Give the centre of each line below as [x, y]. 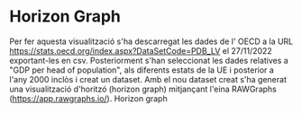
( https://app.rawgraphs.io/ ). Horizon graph [89, 98]
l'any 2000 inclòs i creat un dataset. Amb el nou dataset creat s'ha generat [148, 79]
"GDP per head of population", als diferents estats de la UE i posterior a [142, 70]
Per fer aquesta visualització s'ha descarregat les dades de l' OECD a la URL [151, 41]
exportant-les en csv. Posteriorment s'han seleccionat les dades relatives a [149, 60]
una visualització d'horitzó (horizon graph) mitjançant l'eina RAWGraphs [143, 89]
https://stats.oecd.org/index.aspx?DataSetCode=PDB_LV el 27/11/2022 [141, 50]
